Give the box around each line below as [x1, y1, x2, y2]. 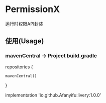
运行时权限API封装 [5, 21, 44, 27]
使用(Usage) [5, 37, 44, 46]
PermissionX [5, 4, 60, 15]
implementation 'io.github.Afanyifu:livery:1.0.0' [5, 92, 101, 98]
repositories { [5, 64, 34, 70]
